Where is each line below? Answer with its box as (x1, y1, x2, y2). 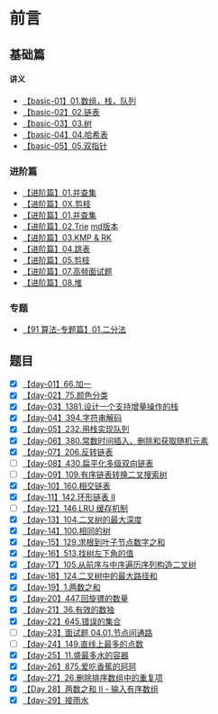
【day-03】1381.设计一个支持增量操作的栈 (22, 402, 178, 412)
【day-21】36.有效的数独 (22, 604, 115, 615)
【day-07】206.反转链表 (22, 447, 114, 457)
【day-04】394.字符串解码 (22, 412, 123, 423)
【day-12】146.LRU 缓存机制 (22, 502, 129, 513)
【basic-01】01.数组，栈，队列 (22, 95, 137, 106)
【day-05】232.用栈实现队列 (22, 424, 130, 435)
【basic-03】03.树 (22, 118, 93, 129)
